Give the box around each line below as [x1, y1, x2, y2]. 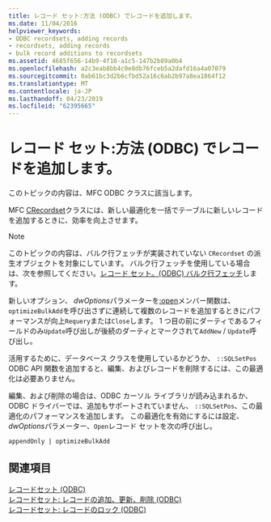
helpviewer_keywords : [8, 27, 82, 35]
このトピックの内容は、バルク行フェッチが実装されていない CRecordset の [8, 248, 255, 258]
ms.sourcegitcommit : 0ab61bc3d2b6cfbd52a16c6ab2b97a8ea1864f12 [8, 72, 227, 80]
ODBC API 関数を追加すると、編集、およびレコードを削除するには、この [8, 363, 249, 373]
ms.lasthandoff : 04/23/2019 [8, 95, 104, 103]
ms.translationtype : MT [8, 79, 89, 87]
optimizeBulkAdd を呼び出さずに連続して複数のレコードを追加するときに [8, 306, 247, 316]
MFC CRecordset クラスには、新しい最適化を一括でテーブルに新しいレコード [8, 206, 264, 215]
